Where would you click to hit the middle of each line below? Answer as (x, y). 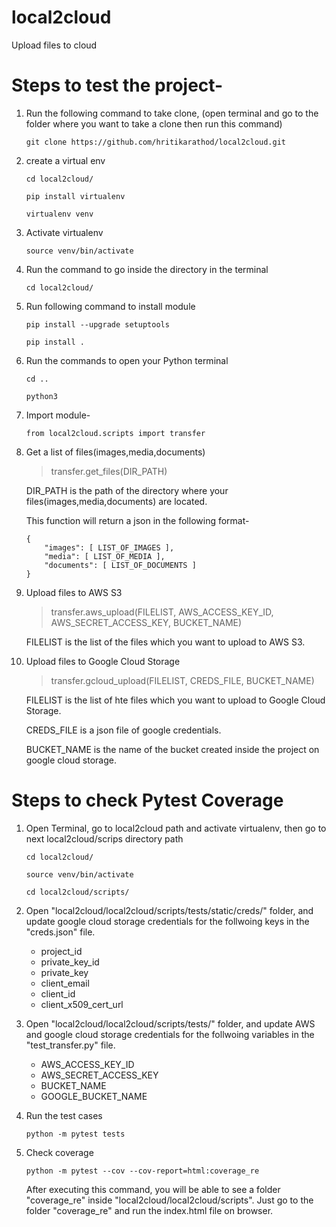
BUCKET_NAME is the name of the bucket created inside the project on (172, 749)
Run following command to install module (110, 306)
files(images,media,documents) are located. (116, 501)
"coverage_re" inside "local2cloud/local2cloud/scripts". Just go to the (169, 1200)
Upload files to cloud (54, 45)
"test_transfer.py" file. (70, 1045)
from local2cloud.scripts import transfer (115, 433)
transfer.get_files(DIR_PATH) (109, 471)
